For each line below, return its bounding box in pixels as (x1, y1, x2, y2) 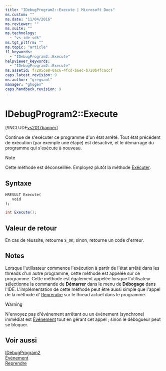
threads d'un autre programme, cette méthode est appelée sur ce (5, 270, 140, 276)
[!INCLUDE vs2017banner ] (5, 125, 58, 131)
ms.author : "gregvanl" (5, 77, 52, 82)
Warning (5, 301, 22, 307)
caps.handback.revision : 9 (5, 86, 61, 92)
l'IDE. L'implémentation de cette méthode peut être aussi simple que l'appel (5, 286, 161, 292)
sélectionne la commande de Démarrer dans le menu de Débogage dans (5, 281, 156, 287)
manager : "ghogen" (5, 82, 43, 87)
